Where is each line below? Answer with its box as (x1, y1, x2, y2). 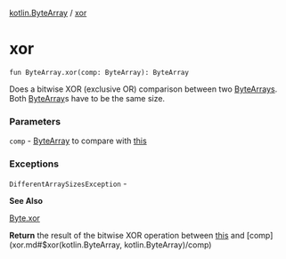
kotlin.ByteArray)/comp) (124, 239, 212, 250)
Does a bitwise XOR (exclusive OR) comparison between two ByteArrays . (9, 84, 278, 94)
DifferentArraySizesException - (9, 178, 127, 189)
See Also (9, 195, 43, 206)
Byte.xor (9, 213, 40, 223)
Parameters (9, 115, 61, 127)
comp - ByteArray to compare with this (9, 135, 147, 146)
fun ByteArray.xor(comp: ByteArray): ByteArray (9, 68, 190, 77)
